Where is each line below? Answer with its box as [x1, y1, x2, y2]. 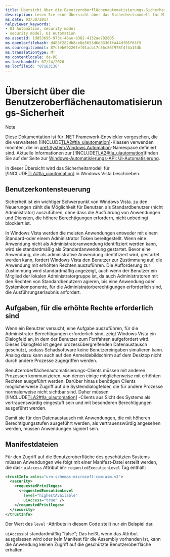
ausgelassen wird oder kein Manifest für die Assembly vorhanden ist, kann [5, 536, 161, 542]
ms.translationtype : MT [5, 50, 56, 55]
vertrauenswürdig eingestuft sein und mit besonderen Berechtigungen [5, 400, 152, 406]
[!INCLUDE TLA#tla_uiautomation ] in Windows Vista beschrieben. [5, 171, 141, 177]
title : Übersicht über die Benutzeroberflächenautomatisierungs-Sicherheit [5, 7, 168, 13]
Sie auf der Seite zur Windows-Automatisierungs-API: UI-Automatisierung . [5, 155, 160, 162]
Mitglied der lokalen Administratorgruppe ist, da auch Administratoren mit [5, 273, 158, 279]
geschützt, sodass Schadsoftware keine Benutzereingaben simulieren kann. [5, 346, 163, 352]
